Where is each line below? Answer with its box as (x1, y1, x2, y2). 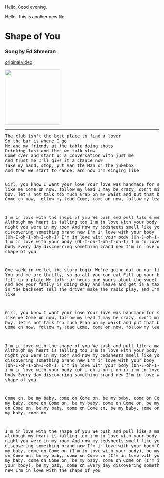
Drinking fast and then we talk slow (5, 148, 96, 153)
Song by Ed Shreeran (5, 48, 56, 55)
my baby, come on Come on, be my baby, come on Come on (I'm (5, 458, 155, 463)
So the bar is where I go (5, 138, 67, 144)
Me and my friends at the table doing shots (5, 143, 114, 149)
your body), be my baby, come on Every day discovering (5, 463, 142, 468)
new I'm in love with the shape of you (5, 468, 101, 473)
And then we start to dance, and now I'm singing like (5, 168, 139, 173)
